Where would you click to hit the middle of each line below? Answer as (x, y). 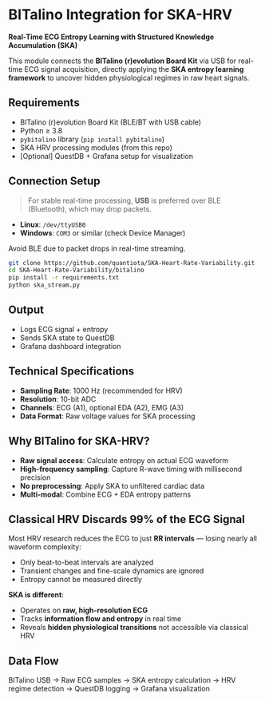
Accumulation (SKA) (43, 45)
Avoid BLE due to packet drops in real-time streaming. (97, 248)
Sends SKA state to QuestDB (67, 338)
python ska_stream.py (44, 285)
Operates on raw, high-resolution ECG (84, 610)
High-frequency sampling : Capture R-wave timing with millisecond (131, 469)
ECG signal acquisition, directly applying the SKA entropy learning (134, 69)
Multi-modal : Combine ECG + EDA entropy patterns (105, 494)
